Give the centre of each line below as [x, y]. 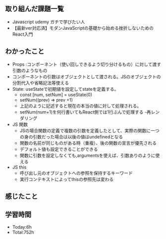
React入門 [23, 34]
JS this [19, 167]
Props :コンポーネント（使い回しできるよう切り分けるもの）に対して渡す [86, 64]
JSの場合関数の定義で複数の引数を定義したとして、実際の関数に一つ [89, 130]
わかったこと [25, 51]
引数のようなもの [30, 70]
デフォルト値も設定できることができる [59, 149]
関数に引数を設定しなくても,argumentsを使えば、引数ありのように [87, 155]
